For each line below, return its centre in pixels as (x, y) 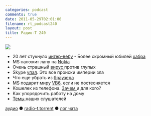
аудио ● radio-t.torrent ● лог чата (42, 108)
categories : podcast (27, 10)
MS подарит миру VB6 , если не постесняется (61, 83)
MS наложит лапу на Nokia (41, 62)
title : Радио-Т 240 (26, 33)
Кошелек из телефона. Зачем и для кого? (57, 88)
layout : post (19, 28)
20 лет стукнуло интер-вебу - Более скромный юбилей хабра (79, 56)
